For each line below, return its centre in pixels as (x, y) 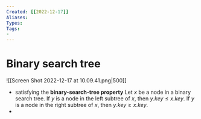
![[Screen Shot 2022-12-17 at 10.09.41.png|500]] (66, 81)
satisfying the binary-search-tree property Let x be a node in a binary (103, 92)
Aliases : (17, 17)
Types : (14, 23)
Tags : (13, 29)
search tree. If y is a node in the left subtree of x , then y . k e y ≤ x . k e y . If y (104, 99)
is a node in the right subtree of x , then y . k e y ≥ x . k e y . (81, 105)
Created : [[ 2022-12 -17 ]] (37, 12)
